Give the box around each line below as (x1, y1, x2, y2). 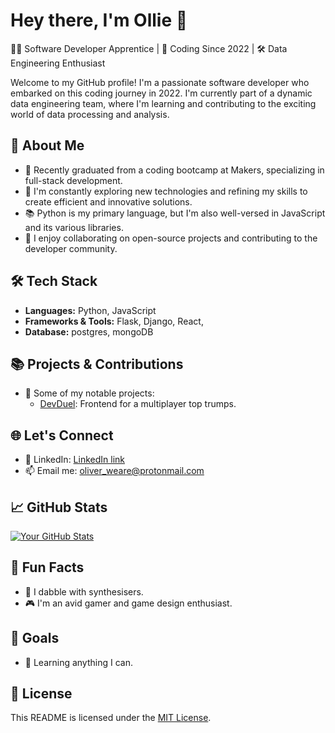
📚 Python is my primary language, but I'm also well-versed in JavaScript (24, 207, 326, 219)
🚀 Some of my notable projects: (24, 387, 155, 399)
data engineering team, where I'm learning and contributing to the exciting (10, 97, 317, 109)
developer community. (24, 242, 118, 254)
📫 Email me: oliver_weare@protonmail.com (24, 465, 205, 477)
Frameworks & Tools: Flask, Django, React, (24, 315, 204, 327)
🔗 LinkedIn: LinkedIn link (24, 454, 125, 466)
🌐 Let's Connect (10, 427, 114, 444)
